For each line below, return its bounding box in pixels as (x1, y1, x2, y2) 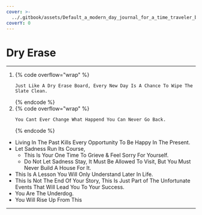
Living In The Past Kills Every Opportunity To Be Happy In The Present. (14, 139, 191, 146)
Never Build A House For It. (23, 165, 91, 172)
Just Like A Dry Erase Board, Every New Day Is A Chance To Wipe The (14, 83, 194, 89)
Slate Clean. (14, 88, 48, 94)
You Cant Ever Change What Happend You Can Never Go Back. (14, 117, 167, 123)
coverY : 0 (6, 20, 31, 26)
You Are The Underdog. (14, 190, 74, 197)
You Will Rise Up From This (14, 196, 82, 204)
